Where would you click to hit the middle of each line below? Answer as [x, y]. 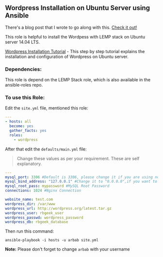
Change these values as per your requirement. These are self [78, 158]
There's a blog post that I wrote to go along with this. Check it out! [71, 27]
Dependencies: [24, 69]
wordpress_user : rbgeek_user [34, 213]
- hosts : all [18, 122]
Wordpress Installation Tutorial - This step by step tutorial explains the [75, 51]
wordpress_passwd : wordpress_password [44, 218]
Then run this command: [30, 231]
